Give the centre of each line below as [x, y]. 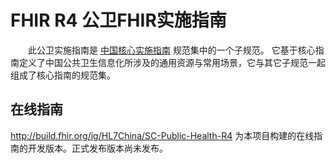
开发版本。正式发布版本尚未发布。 [97, 148]
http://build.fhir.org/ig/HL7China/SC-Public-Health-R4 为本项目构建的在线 [162, 135]
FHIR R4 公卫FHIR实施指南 [118, 20]
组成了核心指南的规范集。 [63, 75]
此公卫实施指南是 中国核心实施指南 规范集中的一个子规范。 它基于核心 [172, 50]
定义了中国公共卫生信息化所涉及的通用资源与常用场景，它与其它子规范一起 [172, 62]
